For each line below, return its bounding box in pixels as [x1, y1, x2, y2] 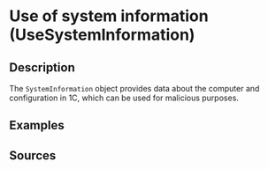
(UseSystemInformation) [9, 25, 195, 45]
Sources [9, 148, 57, 163]
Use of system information [9, 6, 210, 26]
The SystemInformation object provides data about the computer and [9, 84, 260, 93]
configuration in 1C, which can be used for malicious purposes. [9, 92, 239, 103]
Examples [9, 118, 65, 133]
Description [9, 60, 75, 75]
